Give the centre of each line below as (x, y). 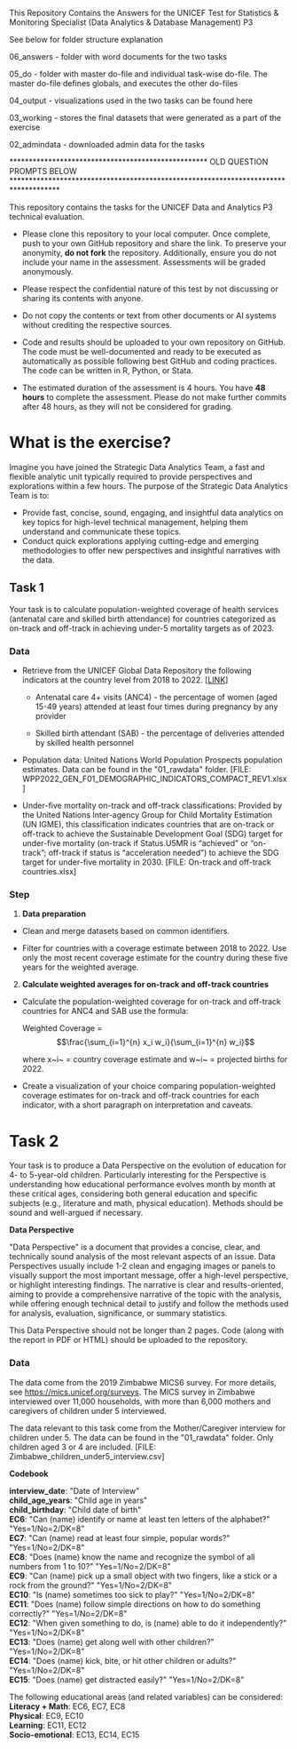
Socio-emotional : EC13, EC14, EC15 (74, 1734)
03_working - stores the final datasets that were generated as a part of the (145, 118)
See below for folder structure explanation (86, 40)
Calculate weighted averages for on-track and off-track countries (145, 985)
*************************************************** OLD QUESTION (139, 162)
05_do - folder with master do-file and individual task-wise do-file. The (139, 74)
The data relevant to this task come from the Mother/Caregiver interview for (148, 1428)
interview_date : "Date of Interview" (74, 1490)
